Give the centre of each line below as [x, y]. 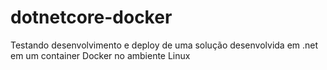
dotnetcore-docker [91, 17]
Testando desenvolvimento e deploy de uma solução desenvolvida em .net [164, 45]
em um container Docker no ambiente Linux [100, 55]
